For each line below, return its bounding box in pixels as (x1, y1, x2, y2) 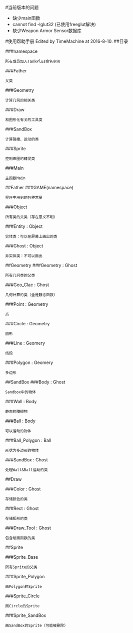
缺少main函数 (12, 15, 40, 21)
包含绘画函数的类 (5, 536, 35, 541)
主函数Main (5, 176, 26, 181)
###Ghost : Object (5, 243, 43, 248)
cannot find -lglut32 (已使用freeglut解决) (12, 22, 96, 27)
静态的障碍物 (5, 409, 28, 414)
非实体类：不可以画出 (5, 254, 42, 259)
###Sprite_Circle (5, 593, 40, 599)
